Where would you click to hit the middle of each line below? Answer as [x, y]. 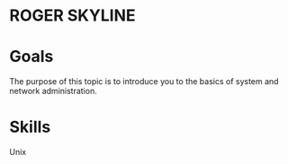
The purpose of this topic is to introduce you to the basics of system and [144, 82]
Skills [30, 127]
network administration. [53, 91]
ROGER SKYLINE [72, 16]
